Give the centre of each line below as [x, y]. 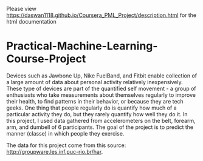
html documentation [31, 21]
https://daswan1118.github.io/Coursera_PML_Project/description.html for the [101, 15]
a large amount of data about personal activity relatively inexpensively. [95, 82]
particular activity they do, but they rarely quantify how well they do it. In [97, 114]
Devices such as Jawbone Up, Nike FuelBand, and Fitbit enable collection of [102, 76]
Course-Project [46, 59]
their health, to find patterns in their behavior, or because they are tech [95, 101]
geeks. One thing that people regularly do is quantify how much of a [92, 108]
